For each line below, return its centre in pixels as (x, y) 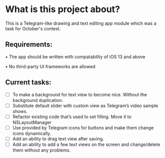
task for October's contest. (33, 28)
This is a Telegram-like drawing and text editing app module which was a (81, 23)
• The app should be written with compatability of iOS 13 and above (75, 57)
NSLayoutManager (32, 122)
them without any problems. (42, 150)
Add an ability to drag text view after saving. (58, 139)
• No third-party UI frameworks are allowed (50, 66)
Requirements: (29, 45)
